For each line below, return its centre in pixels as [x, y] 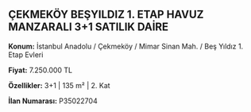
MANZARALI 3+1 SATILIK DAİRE [89, 27]
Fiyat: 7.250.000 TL [41, 70]
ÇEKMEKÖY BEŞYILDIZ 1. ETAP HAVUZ [106, 15]
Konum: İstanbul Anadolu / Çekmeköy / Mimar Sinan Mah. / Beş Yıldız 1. [126, 46]
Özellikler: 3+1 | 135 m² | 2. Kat [59, 85]
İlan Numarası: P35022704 [53, 101]
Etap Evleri [26, 54]
